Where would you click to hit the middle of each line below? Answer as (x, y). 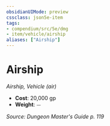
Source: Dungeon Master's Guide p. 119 (55, 116)
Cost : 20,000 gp (35, 98)
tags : (13, 23)
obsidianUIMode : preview (37, 12)
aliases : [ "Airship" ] (33, 40)
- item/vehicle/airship (36, 34)
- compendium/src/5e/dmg (37, 29)
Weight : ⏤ (28, 104)
